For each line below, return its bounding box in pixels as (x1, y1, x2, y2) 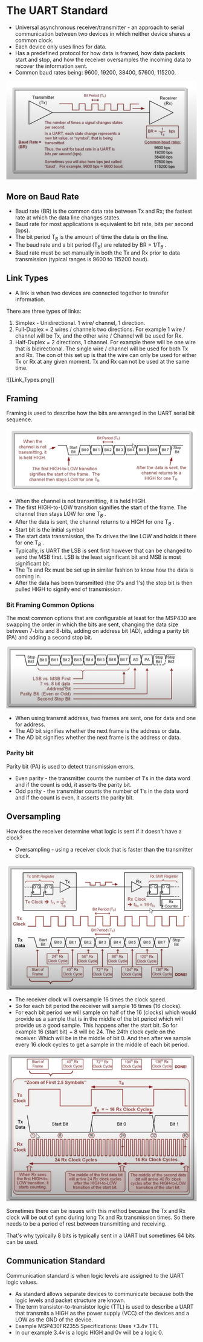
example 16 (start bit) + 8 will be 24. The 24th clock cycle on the (14, 1028, 175, 1035)
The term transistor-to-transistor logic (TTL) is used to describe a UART (14, 1303, 195, 1310)
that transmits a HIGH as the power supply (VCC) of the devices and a (14, 1309, 190, 1317)
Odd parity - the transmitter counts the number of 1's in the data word (14, 787, 189, 795)
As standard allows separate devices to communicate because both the (14, 1290, 193, 1297)
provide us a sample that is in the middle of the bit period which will (14, 1015, 183, 1023)
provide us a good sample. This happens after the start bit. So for (14, 1022, 178, 1029)
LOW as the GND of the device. (14, 1316, 94, 1323)
